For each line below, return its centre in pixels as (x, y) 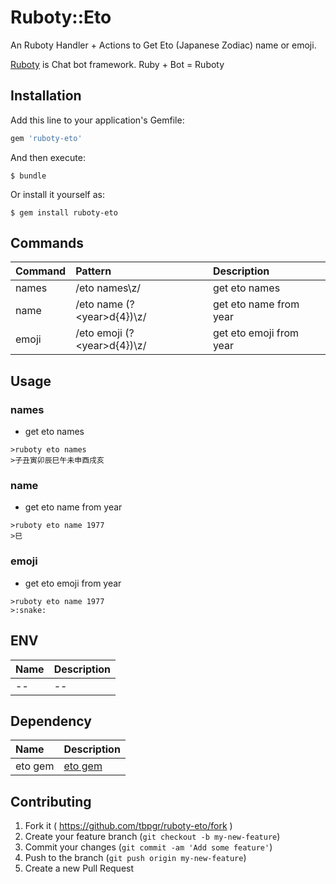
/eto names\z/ (108, 288)
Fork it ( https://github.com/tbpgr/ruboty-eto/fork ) (128, 826)
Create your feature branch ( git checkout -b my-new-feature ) (152, 837)
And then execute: (48, 157)
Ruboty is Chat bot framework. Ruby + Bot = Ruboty (117, 64)
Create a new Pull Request (79, 868)
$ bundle (28, 176)
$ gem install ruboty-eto (64, 212)
